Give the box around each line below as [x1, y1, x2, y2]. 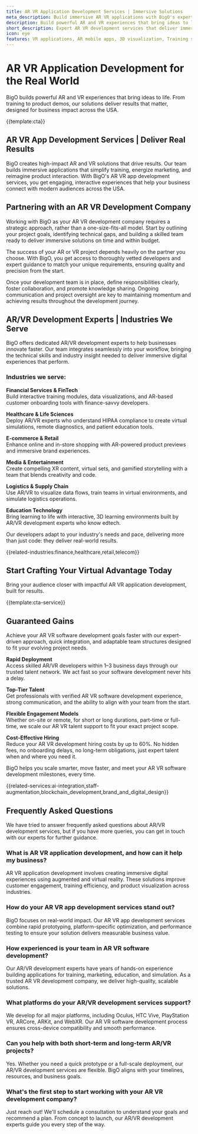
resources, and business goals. [6, 1072, 82, 1080]
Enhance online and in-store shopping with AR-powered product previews [6, 441, 186, 448]
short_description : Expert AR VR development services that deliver [6, 25, 178, 31]
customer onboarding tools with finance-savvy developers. [6, 399, 150, 406]
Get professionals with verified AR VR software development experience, [6, 693, 183, 700]
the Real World [6, 75, 80, 88]
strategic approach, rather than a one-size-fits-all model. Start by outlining [6, 224, 187, 231]
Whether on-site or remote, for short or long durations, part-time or [6, 716, 170, 723]
